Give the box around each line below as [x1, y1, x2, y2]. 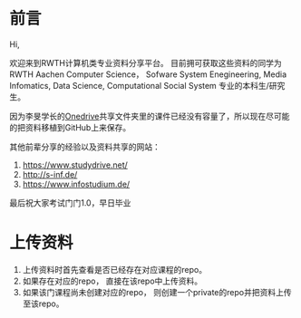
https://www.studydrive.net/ [22, 159, 129, 170]
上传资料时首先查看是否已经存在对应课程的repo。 [22, 264, 207, 275]
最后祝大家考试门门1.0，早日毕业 [9, 197, 131, 208]
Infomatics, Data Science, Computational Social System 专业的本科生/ [9, 80, 270, 91]
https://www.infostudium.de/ [22, 178, 131, 189]
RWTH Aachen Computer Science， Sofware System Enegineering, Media [9, 69, 287, 80]
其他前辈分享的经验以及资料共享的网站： [9, 141, 160, 152]
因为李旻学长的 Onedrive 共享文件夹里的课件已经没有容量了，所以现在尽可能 [9, 111, 290, 121]
